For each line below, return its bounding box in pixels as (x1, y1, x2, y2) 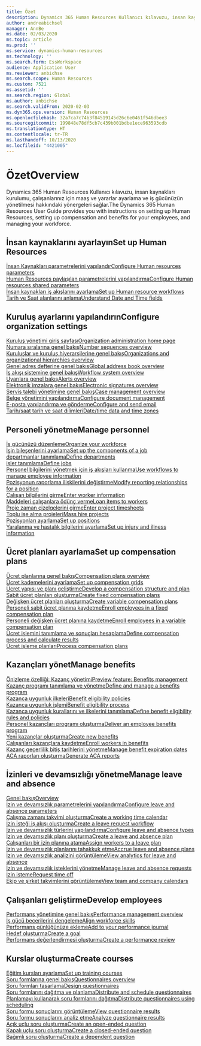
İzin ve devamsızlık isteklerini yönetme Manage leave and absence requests (6, 864, 192, 872)
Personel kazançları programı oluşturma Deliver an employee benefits (6, 720, 176, 727)
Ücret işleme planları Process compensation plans (6, 642, 129, 649)
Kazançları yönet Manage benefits (6, 660, 136, 670)
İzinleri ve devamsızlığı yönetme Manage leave (6, 770, 182, 780)
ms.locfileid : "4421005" (6, 142, 68, 149)
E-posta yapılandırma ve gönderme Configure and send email (6, 401, 157, 408)
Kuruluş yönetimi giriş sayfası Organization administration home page (6, 337, 176, 345)
